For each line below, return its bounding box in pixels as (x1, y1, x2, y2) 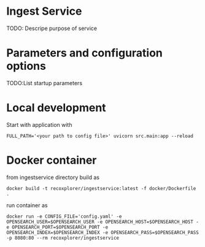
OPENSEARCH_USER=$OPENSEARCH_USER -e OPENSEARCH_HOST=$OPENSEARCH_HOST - (6, 219, 199, 225)
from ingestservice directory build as (6, 173, 100, 181)
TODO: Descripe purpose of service (6, 25, 97, 32)
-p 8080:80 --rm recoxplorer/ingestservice (6, 235, 120, 241)
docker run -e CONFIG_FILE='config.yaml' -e (6, 213, 122, 219)
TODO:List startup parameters (6, 79, 83, 86)
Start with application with (6, 121, 72, 128)
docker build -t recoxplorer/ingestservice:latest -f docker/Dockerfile (6, 185, 196, 191)
